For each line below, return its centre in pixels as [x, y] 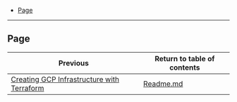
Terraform [28, 88]
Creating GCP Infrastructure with [65, 79]
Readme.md [163, 84]
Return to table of [185, 58]
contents [184, 68]
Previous [74, 63]
